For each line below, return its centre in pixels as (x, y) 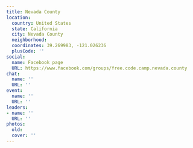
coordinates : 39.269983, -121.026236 (59, 46)
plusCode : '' (28, 51)
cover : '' (24, 136)
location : (19, 18)
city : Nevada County (37, 34)
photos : (16, 124)
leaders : (17, 107)
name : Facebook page (37, 62)
